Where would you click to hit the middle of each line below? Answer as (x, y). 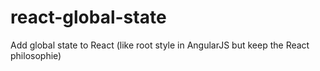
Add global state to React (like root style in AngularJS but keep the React (160, 45)
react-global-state (88, 17)
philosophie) (36, 55)
